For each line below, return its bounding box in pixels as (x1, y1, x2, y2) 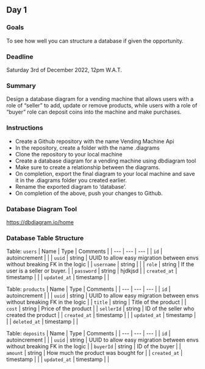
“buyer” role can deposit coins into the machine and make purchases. (6, 108, 182, 115)
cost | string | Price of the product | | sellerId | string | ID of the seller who (6, 305, 195, 312)
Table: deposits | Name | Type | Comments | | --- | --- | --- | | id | (6, 330, 171, 337)
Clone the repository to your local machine (15, 150, 123, 158)
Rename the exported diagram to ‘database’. (15, 183, 126, 190)
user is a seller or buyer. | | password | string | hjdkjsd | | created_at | (6, 267, 178, 274)
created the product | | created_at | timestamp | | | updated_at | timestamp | (6, 312, 196, 319)
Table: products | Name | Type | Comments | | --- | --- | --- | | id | (6, 285, 171, 293)
